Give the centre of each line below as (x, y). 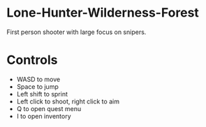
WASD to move (38, 79)
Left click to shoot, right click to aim (68, 101)
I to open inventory (44, 116)
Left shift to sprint (42, 94)
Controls (32, 60)
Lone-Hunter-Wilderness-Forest (103, 13)
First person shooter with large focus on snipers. (76, 32)
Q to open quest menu (49, 108)
